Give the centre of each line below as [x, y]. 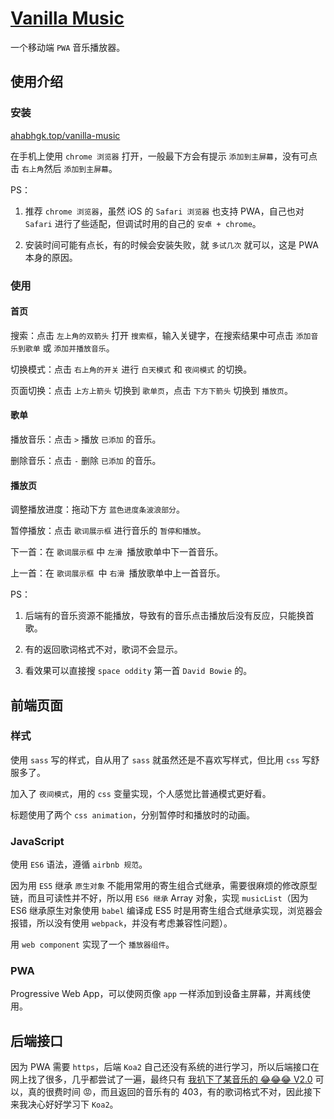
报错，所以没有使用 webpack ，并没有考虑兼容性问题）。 [121, 923]
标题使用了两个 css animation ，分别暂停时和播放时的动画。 [133, 814]
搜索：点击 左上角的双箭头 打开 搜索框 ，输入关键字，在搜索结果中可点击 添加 [161, 335]
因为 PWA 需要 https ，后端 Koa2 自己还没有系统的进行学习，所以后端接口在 [165, 1067]
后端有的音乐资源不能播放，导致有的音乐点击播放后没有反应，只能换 [165, 616]
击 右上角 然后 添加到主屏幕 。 [64, 168]
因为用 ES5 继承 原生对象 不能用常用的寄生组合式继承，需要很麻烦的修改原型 [164, 886]
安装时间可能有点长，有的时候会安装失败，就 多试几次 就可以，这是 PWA [171, 244]
